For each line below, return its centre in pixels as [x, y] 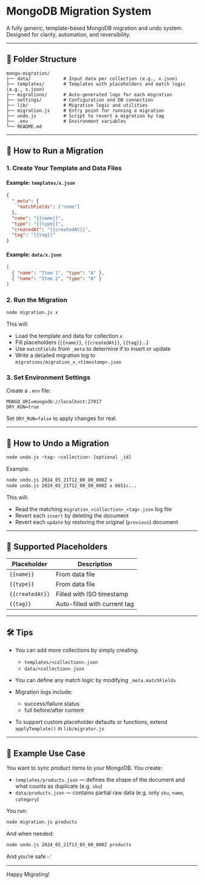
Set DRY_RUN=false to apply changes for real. [62, 418]
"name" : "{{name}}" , [38, 218]
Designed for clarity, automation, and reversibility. [69, 34]
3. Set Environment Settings [49, 377]
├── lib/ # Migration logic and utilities [77, 105]
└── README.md [24, 126]
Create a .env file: [29, 391]
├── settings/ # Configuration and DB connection [80, 100]
